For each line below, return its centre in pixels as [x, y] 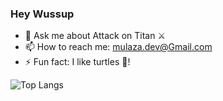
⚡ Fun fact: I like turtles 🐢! [77, 62]
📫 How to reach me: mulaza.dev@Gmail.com [118, 47]
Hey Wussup [42, 14]
